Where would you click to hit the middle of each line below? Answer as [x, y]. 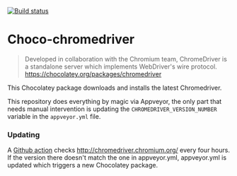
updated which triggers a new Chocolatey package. [82, 165]
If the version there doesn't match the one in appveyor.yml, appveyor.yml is [117, 158]
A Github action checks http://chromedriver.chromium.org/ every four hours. [118, 150]
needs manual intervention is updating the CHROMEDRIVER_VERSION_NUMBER [112, 109]
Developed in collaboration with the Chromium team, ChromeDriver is [126, 59]
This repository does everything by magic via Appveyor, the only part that [115, 101]
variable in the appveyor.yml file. [54, 116]
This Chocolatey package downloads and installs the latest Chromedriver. [115, 88]
